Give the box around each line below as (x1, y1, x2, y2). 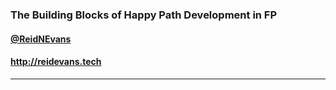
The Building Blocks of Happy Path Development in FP (10, 8, 278, 22)
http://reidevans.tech (10, 56, 102, 68)
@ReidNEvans (10, 33, 72, 45)
